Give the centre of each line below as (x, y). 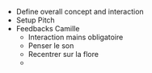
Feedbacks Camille (48, 28)
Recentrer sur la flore (63, 54)
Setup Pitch (35, 20)
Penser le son (51, 46)
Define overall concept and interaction (80, 12)
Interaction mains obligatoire (76, 37)
